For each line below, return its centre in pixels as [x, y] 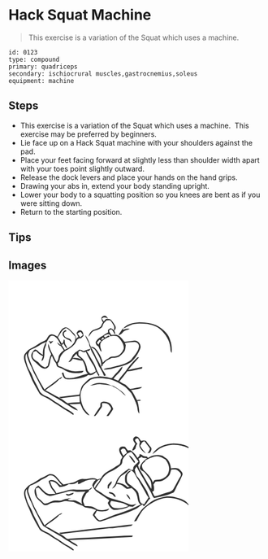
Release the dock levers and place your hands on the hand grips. [129, 177]
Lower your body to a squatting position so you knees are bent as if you [140, 194]
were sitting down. [51, 203]
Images [28, 265]
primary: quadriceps [43, 67]
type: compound [34, 59]
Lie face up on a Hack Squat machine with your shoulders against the [136, 142]
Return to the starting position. [71, 212]
